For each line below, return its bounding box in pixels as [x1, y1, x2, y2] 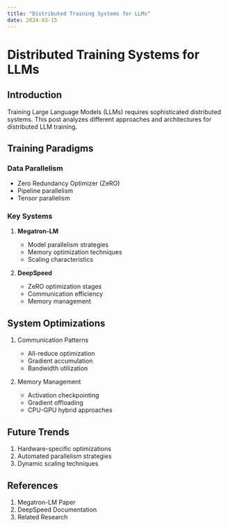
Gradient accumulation [27, 356, 93, 365]
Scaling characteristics [27, 255, 94, 264]
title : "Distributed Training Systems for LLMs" [7, 10, 151, 17]
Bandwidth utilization [27, 364, 88, 372]
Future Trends [7, 426, 70, 438]
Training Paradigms [7, 142, 94, 154]
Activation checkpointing [27, 391, 99, 400]
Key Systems [7, 212, 53, 221]
